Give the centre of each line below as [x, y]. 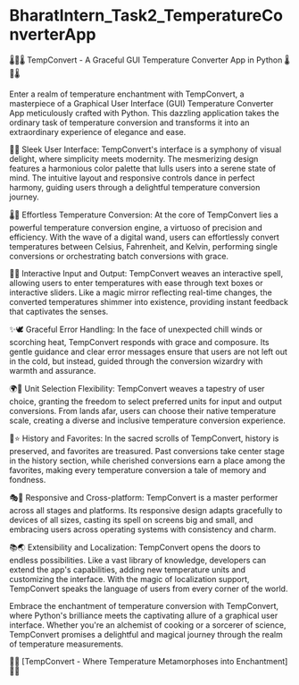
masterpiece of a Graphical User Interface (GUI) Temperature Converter [141, 103]
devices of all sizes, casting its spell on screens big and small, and [131, 520]
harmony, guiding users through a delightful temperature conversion [135, 187]
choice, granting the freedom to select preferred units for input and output [146, 401]
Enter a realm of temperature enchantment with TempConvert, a [127, 94]
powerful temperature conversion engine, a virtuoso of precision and [136, 227]
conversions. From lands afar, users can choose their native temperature [143, 410]
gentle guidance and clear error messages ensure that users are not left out [149, 351]
